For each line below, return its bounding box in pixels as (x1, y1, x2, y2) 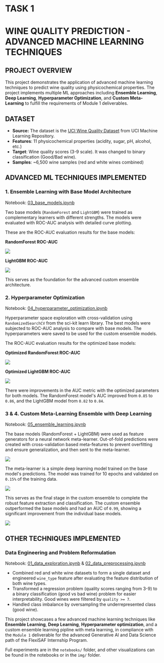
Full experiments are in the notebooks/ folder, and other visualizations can (5, 647, 155, 653)
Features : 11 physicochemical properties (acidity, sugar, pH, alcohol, (12, 138, 152, 144)
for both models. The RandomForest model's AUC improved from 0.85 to (5, 392, 153, 398)
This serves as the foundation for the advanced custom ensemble (5, 276, 139, 282)
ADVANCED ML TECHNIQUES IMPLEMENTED (5, 173, 147, 182)
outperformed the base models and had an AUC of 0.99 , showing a (5, 505, 142, 511)
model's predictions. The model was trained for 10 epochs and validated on (5, 471, 159, 477)
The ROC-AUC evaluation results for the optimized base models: (5, 340, 136, 346)
